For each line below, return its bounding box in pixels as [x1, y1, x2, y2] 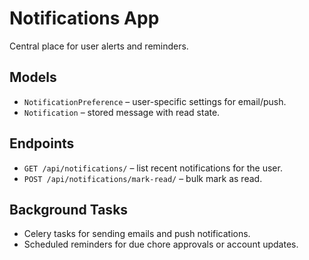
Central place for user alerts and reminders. [9, 40, 189, 52]
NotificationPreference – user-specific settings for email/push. [23, 95, 287, 107]
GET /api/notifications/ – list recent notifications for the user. [23, 162, 283, 174]
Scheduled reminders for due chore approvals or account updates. [23, 238, 299, 251]
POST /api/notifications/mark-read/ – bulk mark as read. [23, 172, 263, 184]
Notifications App [9, 7, 160, 30]
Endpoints [9, 135, 75, 152]
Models [9, 69, 57, 86]
